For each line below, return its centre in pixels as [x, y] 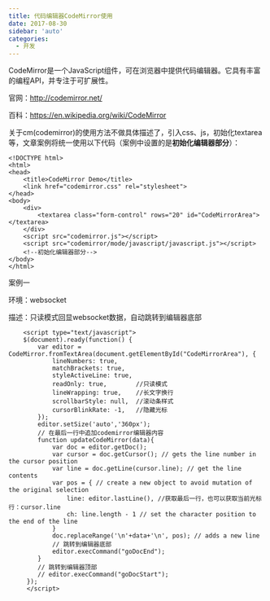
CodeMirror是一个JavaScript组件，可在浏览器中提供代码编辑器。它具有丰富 [135, 71]
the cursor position [44, 462]
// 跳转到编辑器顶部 [67, 568]
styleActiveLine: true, [92, 375]
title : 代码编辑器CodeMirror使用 [61, 16]
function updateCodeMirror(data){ [96, 441]
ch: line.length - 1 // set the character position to [161, 515]
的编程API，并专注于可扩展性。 [61, 81]
